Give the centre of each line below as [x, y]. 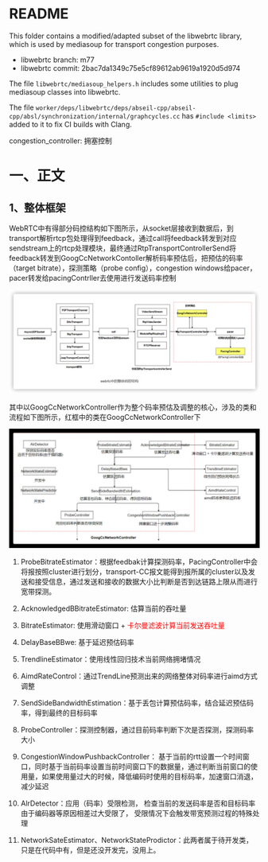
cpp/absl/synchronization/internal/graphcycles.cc [95, 116]
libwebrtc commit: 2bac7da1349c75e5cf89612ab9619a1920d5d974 [130, 68]
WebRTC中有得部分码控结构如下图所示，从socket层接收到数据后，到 [121, 228]
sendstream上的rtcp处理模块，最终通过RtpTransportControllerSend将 [123, 248]
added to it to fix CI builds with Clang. [70, 124]
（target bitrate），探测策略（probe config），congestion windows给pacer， [133, 268]
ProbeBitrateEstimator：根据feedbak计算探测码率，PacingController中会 [139, 562]
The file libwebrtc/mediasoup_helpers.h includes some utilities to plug [124, 83]
